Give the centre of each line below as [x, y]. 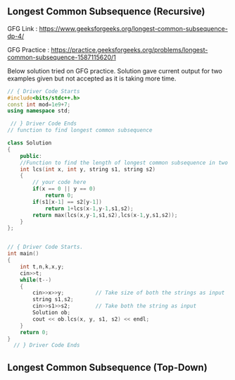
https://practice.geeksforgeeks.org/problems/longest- [129, 49]
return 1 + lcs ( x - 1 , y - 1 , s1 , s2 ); [89, 208]
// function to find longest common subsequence [80, 130]
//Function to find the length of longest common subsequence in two [124, 163]
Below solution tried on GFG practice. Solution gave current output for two [115, 71]
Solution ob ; [52, 313]
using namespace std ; [39, 111]
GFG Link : [23, 28]
